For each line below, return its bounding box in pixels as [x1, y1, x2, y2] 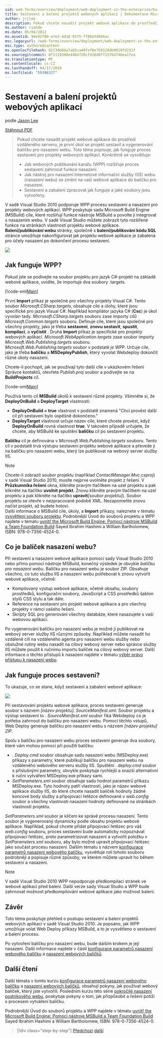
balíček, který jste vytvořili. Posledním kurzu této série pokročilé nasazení [5, 988, 152, 994]
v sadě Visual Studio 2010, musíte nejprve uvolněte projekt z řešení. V [5, 477, 145, 483]
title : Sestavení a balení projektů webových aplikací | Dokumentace [5, 12, 149, 17]
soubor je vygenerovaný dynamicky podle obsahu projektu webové [5, 819, 140, 824]
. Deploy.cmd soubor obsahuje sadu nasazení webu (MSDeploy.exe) [12, 752, 149, 758]
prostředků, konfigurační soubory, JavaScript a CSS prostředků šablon [12, 591, 154, 597]
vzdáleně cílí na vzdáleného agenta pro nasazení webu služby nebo [5, 636, 140, 642]
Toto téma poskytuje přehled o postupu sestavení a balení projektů [5, 916, 138, 921]
